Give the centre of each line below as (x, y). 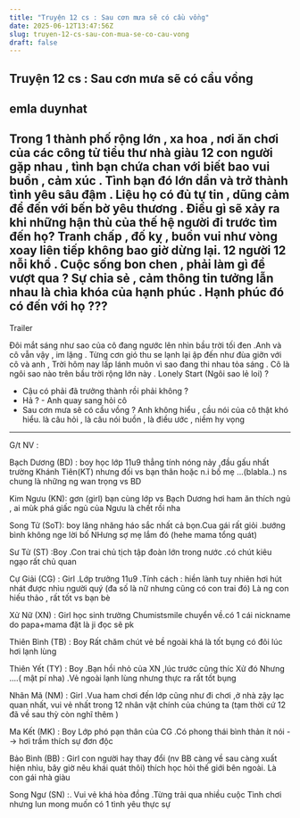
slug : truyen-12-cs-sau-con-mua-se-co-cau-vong (100, 34)
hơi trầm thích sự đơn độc (66, 740)
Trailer (21, 327)
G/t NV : (24, 445)
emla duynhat (48, 109)
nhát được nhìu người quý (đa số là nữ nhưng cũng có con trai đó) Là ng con (149, 588)
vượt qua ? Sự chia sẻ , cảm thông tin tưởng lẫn (142, 279)
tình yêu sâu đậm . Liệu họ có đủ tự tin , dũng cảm (150, 195)
